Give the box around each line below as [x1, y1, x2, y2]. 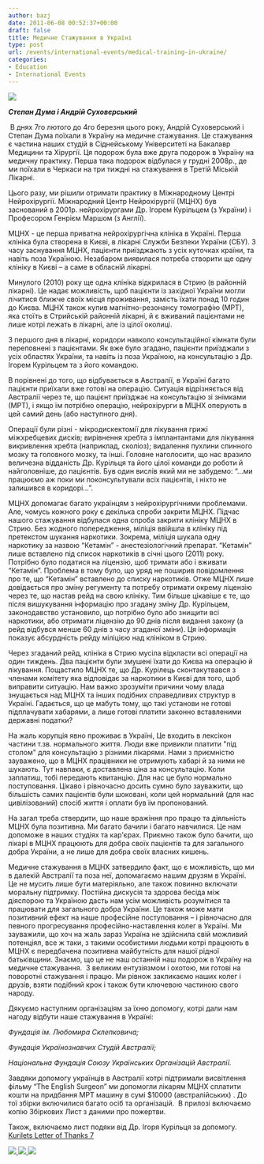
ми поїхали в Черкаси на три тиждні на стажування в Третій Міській [8, 164, 239, 174]
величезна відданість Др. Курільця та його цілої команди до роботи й [8, 458, 244, 467]
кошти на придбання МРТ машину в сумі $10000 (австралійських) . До [8, 1090, 247, 1099]
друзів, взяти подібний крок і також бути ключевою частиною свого [8, 980, 239, 989]
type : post [8, 41, 44, 49]
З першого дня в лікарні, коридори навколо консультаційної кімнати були [8, 334, 256, 344]
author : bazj [8, 11, 51, 20]
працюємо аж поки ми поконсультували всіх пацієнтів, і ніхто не [8, 474, 227, 484]
